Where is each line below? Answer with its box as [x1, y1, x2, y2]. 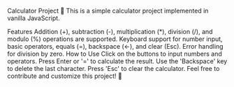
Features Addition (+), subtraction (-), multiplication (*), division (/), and [7, 28, 213, 35]
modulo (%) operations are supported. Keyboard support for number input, [7, 35, 223, 43]
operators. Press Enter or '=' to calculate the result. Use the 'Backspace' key [7, 57, 228, 65]
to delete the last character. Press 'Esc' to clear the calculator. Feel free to [7, 65, 220, 72]
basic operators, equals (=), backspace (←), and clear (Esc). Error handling [7, 42, 224, 50]
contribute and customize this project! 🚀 [7, 72, 122, 80]
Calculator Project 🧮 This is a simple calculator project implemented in [7, 7, 209, 15]
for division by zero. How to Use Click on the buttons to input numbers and [7, 49, 222, 58]
